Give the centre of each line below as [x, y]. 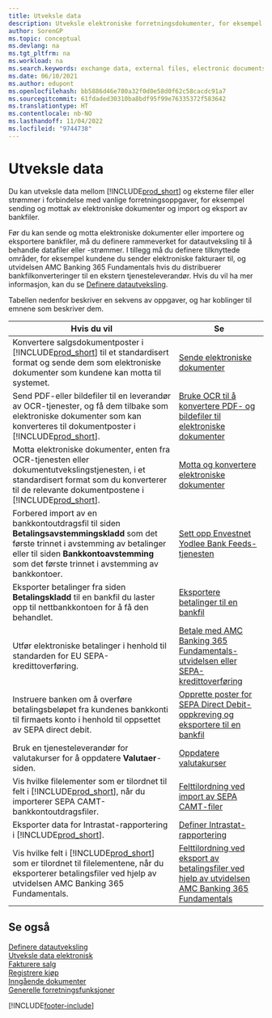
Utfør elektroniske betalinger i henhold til [90, 646]
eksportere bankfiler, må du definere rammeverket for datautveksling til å [130, 241]
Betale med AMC [210, 630]
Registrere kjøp [34, 973]
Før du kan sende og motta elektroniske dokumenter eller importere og [126, 232]
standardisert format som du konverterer [90, 480]
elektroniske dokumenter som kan [77, 416]
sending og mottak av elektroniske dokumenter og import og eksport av [128, 208]
